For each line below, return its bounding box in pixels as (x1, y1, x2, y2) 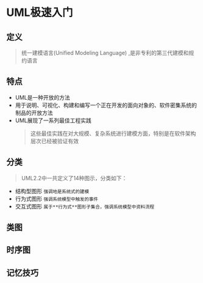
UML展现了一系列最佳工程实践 (15, 117, 91, 124)
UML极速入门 (6, 6, 73, 20)
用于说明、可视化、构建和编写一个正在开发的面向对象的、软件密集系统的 (15, 101, 197, 109)
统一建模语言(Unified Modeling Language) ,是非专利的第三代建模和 (21, 50, 189, 56)
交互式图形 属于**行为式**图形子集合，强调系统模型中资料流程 (15, 202, 154, 210)
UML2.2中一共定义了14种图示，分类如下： (21, 174, 127, 182)
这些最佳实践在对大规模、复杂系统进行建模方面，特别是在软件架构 (30, 130, 196, 137)
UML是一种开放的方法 (15, 94, 70, 101)
